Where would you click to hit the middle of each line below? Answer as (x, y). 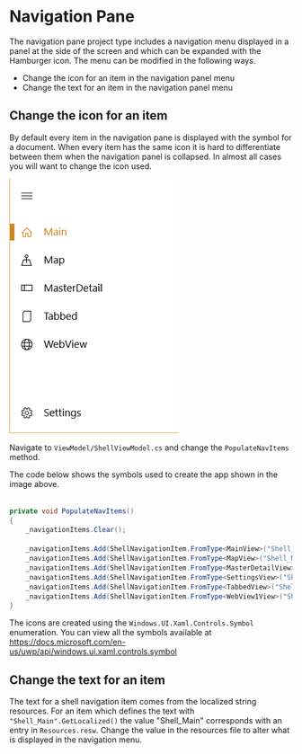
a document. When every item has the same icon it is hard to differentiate (145, 146)
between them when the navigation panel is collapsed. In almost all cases (145, 156)
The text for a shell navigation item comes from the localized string (133, 702)
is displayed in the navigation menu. (75, 740)
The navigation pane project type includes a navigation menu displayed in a (149, 41)
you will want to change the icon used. (81, 166)
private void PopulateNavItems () (72, 511)
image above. (35, 483)
